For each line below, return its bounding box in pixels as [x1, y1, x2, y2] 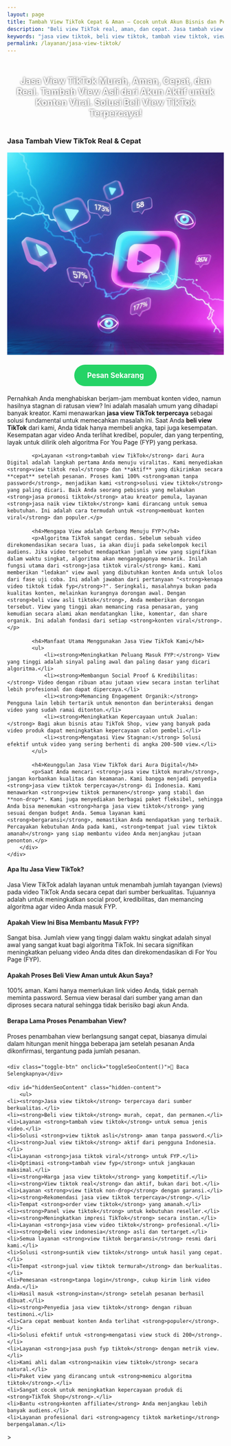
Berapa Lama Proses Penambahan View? [7, 1017, 127, 1025]
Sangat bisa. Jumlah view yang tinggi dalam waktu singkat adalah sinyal [7, 933, 212, 942]
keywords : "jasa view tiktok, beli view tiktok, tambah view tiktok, [7, 33, 211, 40]
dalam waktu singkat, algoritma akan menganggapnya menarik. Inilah [7, 555, 208, 562]
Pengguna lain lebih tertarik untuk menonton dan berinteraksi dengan [7, 700, 214, 707]
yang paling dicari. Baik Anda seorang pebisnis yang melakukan [7, 487, 195, 493]
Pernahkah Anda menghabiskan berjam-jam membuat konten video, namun [7, 394, 221, 402]
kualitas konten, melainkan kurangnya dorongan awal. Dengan [7, 590, 186, 597]
